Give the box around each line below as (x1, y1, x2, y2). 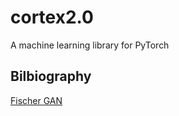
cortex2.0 (10, 6, 94, 29)
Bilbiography (10, 68, 92, 85)
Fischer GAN (10, 94, 63, 106)
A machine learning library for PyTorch (10, 39, 170, 51)
